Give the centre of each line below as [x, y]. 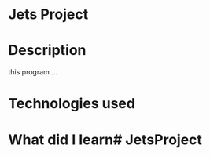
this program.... [33, 72]
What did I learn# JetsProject [105, 140]
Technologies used [72, 104]
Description [47, 51]
